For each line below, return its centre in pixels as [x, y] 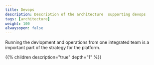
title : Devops [20, 10]
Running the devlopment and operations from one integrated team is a [77, 42]
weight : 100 [17, 24]
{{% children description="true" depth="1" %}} [53, 57]
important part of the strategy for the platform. [53, 48]
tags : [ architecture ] [28, 19]
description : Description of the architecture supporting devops [76, 14]
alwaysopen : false [24, 28]
